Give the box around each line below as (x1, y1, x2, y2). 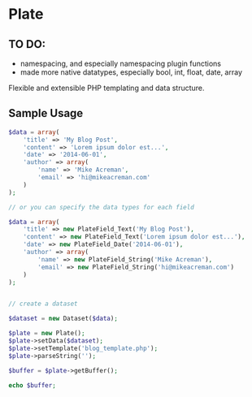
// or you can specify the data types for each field (8, 203, 195, 211)
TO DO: (8, 37, 46, 51)
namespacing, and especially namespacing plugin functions (20, 58, 222, 68)
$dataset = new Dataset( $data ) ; (8, 314, 118, 323)
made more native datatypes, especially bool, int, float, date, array (20, 67, 242, 77)
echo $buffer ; (8, 381, 57, 390)
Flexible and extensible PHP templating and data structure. (8, 83, 205, 93)
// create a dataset (8, 300, 79, 309)
